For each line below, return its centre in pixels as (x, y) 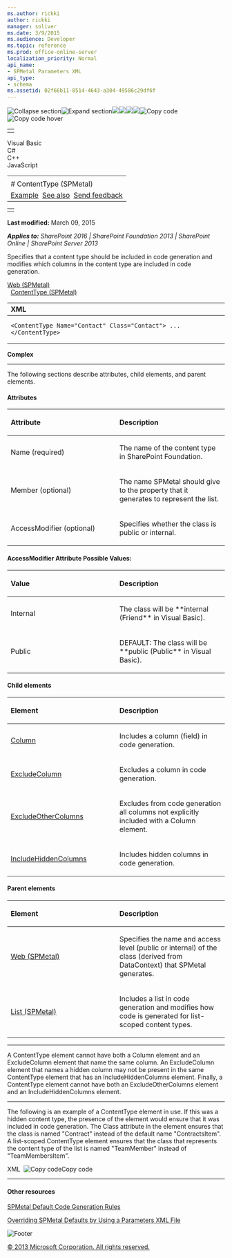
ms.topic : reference (37, 46)
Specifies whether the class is (168, 524)
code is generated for (155, 1015)
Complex (20, 355)
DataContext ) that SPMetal (163, 965)
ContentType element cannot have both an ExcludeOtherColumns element (113, 1084)
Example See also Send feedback (67, 196)
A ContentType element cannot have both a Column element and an (104, 1055)
